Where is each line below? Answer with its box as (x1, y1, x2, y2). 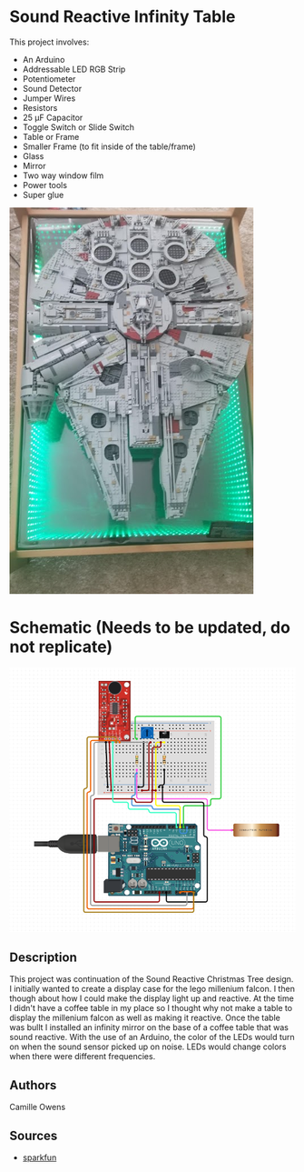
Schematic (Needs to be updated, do (9, 617, 290, 638)
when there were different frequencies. (9, 1051, 156, 1062)
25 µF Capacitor (22, 112, 83, 123)
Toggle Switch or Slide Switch (22, 121, 134, 133)
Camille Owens (9, 1102, 66, 1113)
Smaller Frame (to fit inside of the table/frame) (22, 141, 197, 152)
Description (9, 949, 77, 965)
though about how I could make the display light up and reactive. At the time (9, 993, 295, 1004)
